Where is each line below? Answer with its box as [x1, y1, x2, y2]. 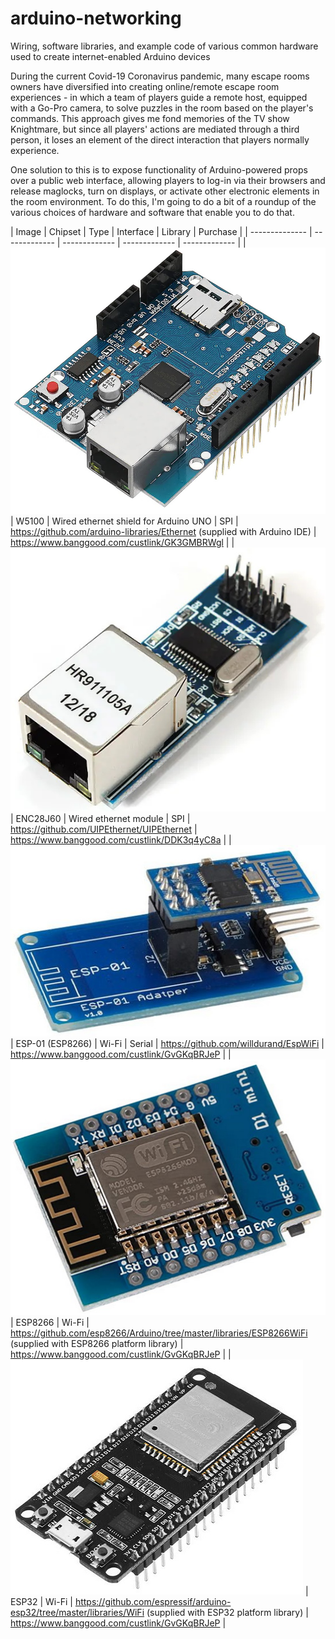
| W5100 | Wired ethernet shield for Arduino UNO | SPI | [10, 515, 239, 527]
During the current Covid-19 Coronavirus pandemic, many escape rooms [10, 70, 310, 82]
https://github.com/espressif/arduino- [74, 1596, 232, 1608]
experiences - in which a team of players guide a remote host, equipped [10, 91, 308, 103]
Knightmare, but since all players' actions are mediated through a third [10, 123, 300, 135]
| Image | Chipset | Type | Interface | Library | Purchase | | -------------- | [10, 225, 313, 237]
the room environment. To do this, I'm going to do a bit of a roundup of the [10, 195, 317, 207]
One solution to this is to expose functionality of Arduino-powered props [10, 163, 308, 176]
